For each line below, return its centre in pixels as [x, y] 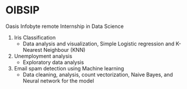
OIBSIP [23, 10]
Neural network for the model [58, 81]
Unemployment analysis [43, 56]
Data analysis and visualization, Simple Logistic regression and [98, 44]
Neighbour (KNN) [64, 49]
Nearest [32, 49]
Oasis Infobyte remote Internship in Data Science [65, 26]
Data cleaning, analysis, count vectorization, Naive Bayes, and [98, 74]
